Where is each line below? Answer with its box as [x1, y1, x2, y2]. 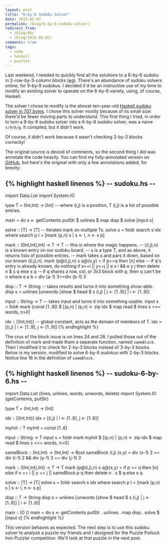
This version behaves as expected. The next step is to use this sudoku [5, 524, 150, 530]
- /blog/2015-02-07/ [9, 35, 52, 40]
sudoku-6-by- [114, 369, 159, 378]
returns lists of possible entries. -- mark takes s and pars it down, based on [5, 253, 160, 259]
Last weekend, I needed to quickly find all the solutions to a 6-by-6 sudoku [5, 72, 159, 78]
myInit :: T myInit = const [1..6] [5, 425, 67, 431]
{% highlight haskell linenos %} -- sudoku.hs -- [5, 179, 156, 188]
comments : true [5, 40, 37, 45]
